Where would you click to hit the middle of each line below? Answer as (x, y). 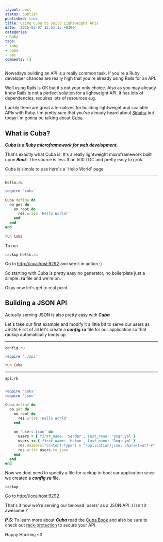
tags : (10, 41)
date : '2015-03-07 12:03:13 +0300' (41, 28)
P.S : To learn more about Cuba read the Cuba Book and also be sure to (76, 520)
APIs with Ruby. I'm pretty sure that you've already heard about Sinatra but (80, 113)
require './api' (21, 356)
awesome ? (16, 511)
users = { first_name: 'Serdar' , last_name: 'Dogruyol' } (77, 436)
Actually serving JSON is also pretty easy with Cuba (57, 315)
